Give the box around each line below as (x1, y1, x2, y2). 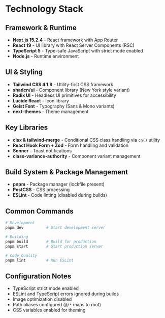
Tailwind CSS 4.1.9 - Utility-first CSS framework (12, 81, 113, 87)
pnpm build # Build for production (5, 239, 96, 244)
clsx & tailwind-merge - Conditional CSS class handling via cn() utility (12, 137, 160, 143)
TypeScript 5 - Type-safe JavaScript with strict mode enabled (12, 48, 143, 54)
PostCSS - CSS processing (12, 187, 70, 193)
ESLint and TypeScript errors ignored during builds (12, 291, 119, 297)
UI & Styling (5, 68, 43, 76)
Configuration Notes (5, 272, 72, 280)
